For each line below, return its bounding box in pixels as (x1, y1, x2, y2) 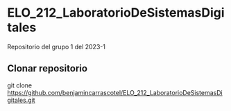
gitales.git (7, 96, 36, 104)
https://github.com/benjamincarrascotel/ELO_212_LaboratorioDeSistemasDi (7, 88, 223, 96)
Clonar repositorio (7, 62, 88, 74)
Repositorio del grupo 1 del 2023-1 (7, 42, 106, 51)
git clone (7, 81, 33, 89)
